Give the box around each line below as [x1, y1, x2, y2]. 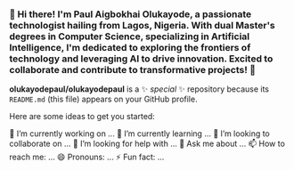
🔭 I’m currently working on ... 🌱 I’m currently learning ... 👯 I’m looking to [9, 128, 270, 139]
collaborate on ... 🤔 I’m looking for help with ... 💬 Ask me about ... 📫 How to [9, 138, 285, 150]
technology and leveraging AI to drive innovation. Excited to [9, 53, 274, 65]
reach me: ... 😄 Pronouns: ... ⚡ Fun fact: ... [9, 151, 165, 163]
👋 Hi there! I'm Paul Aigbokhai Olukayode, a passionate [9, 8, 252, 20]
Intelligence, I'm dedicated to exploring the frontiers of [9, 41, 251, 53]
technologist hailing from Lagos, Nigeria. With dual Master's [9, 19, 275, 31]
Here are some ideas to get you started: [9, 111, 156, 122]
